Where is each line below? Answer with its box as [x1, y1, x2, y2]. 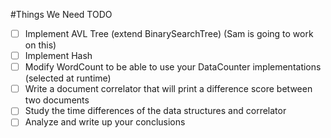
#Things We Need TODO [10, 9, 113, 20]
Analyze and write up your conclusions [24, 116, 186, 128]
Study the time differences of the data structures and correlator [24, 105, 287, 117]
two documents [24, 94, 90, 106]
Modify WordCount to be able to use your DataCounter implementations [24, 61, 322, 73]
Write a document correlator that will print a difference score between [24, 83, 313, 95]
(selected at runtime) [24, 72, 112, 84]
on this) [24, 39, 57, 51]
